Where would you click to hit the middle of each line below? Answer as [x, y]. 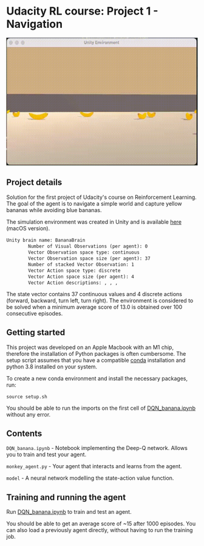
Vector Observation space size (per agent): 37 [89, 258]
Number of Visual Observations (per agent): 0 [88, 246]
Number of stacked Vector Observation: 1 [81, 264]
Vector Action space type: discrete [74, 271]
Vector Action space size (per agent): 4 [81, 277]
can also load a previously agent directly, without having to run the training [100, 530]
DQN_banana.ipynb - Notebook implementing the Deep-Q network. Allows [97, 448]
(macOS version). [28, 228]
